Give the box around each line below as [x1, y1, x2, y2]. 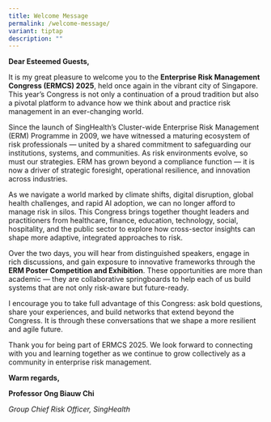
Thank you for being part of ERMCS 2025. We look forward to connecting [8, 340, 253, 350]
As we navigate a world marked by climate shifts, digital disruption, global [8, 190, 254, 199]
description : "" [8, 34, 63, 43]
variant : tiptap [8, 27, 63, 35]
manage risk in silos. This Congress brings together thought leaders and [8, 207, 249, 217]
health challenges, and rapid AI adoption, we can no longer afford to [8, 198, 236, 208]
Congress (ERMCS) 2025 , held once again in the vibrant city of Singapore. [8, 81, 259, 91]
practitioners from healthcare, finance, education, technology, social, [8, 215, 239, 225]
